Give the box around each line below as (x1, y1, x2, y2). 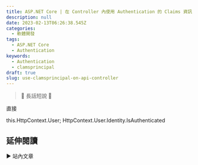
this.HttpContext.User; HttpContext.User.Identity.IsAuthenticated (6, 117, 165, 124)
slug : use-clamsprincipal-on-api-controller (6, 75, 119, 81)
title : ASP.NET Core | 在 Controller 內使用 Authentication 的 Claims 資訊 (6, 8, 193, 15)
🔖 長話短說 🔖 (20, 92, 52, 99)
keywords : (6, 53, 31, 59)
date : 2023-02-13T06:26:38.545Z (6, 20, 86, 26)
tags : (6, 36, 20, 42)
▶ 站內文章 (6, 152, 34, 160)
